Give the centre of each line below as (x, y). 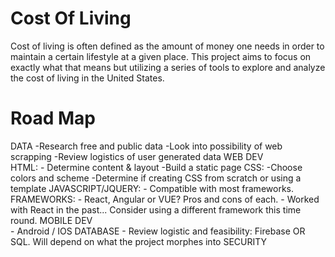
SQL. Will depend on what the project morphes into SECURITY (139, 241)
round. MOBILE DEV (51, 220)
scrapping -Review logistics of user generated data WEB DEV (137, 156)
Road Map (53, 118)
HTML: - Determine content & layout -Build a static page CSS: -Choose (156, 167)
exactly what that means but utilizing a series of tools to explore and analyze (168, 67)
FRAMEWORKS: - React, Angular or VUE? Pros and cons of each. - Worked (165, 199)
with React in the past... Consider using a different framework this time (156, 209)
